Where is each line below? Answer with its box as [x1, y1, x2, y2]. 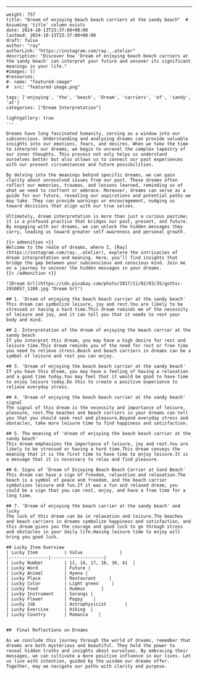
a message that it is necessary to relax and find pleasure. [6, 456, 160, 462]
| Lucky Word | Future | [6, 565, 91, 571]
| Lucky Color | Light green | [6, 580, 115, 586]
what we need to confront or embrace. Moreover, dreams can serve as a [6, 187, 186, 193]
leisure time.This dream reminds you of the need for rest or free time [6, 343, 189, 349]
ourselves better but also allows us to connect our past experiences [6, 157, 183, 163]
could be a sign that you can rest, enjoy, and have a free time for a [6, 488, 186, 494]
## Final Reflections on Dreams [6, 627, 88, 633]
